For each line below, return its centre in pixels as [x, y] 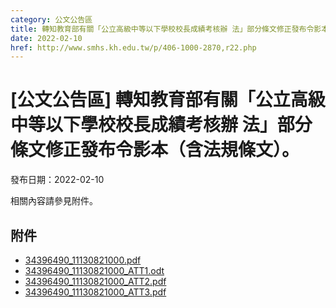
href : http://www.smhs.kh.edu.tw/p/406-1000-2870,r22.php [133, 47]
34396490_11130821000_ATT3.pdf [95, 292]
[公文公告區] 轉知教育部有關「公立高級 [168, 100]
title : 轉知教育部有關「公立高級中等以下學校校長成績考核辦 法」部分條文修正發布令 [162, 29]
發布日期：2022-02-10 [57, 180]
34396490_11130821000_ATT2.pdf [95, 281]
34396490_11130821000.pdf [83, 260]
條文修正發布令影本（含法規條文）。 [155, 150]
